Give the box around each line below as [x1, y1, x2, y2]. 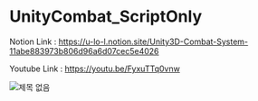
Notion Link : [9, 36, 57, 47]
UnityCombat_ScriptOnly [9, 6, 203, 27]
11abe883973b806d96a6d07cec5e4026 [9, 45, 159, 56]
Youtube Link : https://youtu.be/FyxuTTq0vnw [9, 63, 181, 74]
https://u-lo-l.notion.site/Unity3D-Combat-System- [58, 36, 249, 47]
